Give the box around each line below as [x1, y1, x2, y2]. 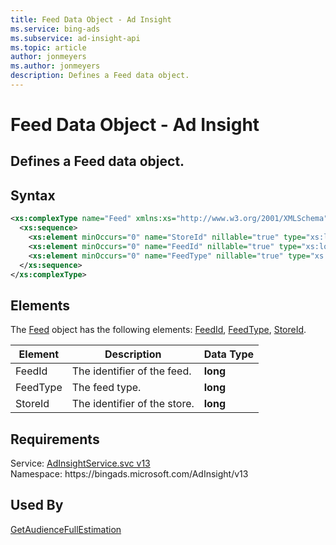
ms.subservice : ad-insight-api [10, 33, 141, 43]
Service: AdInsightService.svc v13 [10, 457, 151, 470]
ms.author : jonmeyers [10, 61, 101, 71]
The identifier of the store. [71, 397, 195, 411]
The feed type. [71, 381, 142, 395]
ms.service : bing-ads [10, 24, 101, 34]
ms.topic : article [10, 42, 87, 53]
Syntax [10, 187, 56, 204]
